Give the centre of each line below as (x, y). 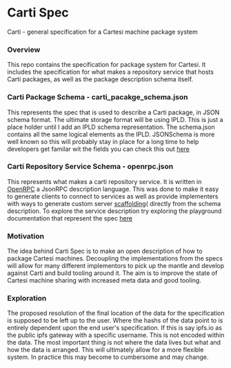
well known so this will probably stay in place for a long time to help (103, 141)
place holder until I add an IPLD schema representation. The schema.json (111, 127)
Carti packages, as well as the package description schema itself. (100, 79)
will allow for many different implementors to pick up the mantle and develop (116, 266)
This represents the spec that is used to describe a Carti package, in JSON (113, 112)
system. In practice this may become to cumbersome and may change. (108, 357)
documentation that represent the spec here (70, 218)
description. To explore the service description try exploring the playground (114, 211)
